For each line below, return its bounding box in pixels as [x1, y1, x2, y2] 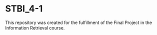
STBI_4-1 [5, 3, 43, 14]
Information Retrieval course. [5, 24, 65, 30]
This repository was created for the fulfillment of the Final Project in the [5, 19, 152, 25]
